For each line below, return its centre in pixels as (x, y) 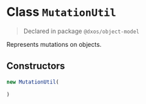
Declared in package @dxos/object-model (81, 31)
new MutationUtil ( (33, 82)
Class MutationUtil (61, 12)
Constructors (36, 66)
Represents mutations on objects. (54, 44)
